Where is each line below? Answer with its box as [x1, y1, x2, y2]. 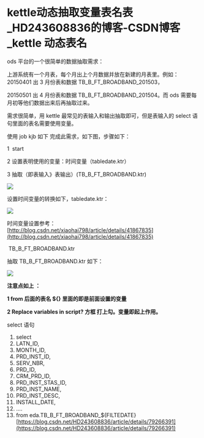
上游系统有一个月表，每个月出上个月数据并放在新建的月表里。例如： [7, 70, 179, 78]
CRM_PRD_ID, [15, 372, 51, 380]
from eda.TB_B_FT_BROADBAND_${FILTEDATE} [15, 411, 137, 418]
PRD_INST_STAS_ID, [15, 379, 67, 386]
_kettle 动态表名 [7, 36, 88, 50]
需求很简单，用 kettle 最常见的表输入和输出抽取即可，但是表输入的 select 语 [7, 111, 198, 119]
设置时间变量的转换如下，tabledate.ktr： [7, 195, 109, 202]
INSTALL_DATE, [15, 398, 56, 406]
